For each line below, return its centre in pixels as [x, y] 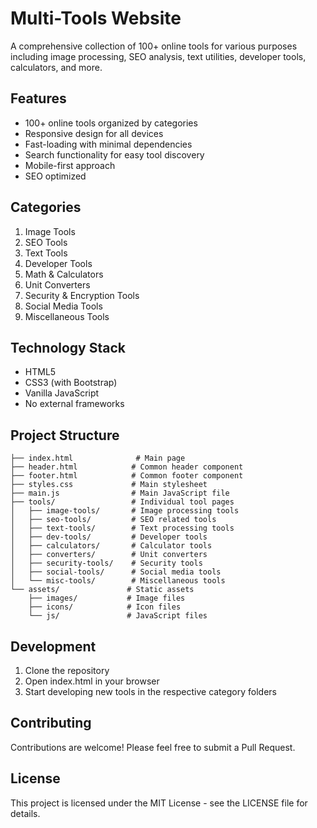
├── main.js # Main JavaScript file [120, 493]
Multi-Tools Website [96, 18]
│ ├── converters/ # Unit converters [109, 555]
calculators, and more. [56, 67]
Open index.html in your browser [92, 681]
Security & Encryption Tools [82, 295]
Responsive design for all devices [94, 133]
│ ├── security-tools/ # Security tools [106, 563]
